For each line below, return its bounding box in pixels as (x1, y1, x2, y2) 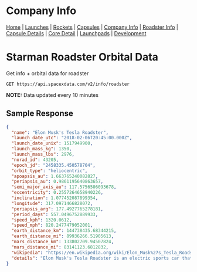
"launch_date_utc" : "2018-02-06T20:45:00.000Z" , (11, 135, 133, 141)
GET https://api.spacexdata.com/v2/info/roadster (6, 81, 130, 87)
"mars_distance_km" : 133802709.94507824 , (11, 239, 114, 245)
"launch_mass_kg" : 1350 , (11, 146, 72, 152)
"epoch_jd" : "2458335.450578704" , (11, 162, 96, 168)
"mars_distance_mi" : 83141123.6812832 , (11, 244, 109, 250)
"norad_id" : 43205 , (11, 157, 59, 163)
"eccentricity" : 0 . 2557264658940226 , (11, 190, 104, 196)
